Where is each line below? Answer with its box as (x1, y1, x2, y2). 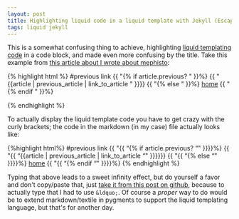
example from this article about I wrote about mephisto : (7, 58, 170, 67)
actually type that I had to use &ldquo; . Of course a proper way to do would (7, 188, 228, 197)
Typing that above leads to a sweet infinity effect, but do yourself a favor (7, 173, 221, 182)
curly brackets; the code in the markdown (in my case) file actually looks (7, 123, 221, 131)
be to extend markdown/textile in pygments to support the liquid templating (7, 195, 228, 204)
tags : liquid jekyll (7, 24, 69, 31)
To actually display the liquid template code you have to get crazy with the (7, 115, 225, 123)
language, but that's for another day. (7, 203, 115, 212)
